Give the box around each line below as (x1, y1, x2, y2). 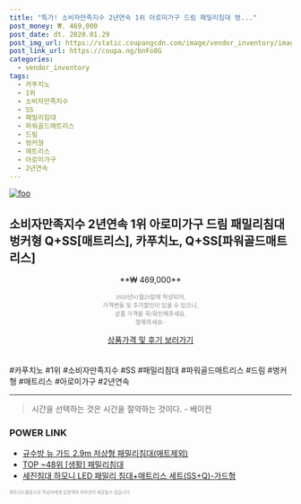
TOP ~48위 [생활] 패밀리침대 (21, 459, 125, 470)
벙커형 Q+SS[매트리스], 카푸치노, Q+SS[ (9, 233, 223, 248)
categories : (9, 55, 54, 64)
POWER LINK (9, 427, 67, 439)
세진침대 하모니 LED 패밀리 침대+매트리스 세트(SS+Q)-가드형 (21, 471, 236, 482)
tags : (9, 72, 30, 81)
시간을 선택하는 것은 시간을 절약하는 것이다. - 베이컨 (30, 403, 212, 414)
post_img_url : (9, 38, 63, 48)
